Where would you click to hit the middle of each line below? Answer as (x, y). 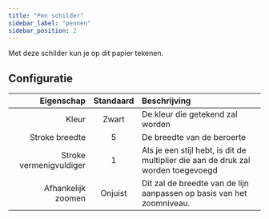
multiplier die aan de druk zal (196, 161)
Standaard (114, 101)
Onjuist (114, 193)
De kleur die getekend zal (189, 114)
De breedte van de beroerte (194, 137)
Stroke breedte (58, 137)
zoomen (70, 198)
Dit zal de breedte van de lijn (195, 183)
